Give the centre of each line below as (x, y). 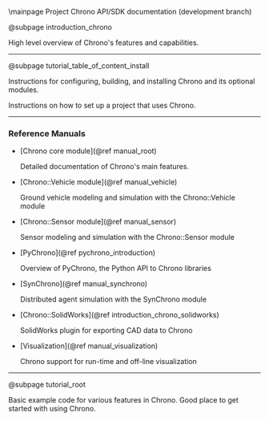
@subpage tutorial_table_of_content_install (79, 66)
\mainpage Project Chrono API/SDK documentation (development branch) (130, 12)
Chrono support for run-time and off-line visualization (108, 362)
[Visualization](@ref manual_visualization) (89, 346)
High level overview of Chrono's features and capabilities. (104, 43)
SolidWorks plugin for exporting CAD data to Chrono (106, 330)
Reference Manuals (47, 133)
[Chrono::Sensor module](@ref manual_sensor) (98, 222)
